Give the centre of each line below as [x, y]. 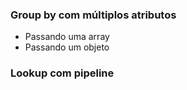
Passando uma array [67, 37]
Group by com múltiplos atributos [93, 15]
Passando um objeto [67, 47]
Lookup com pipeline [62, 73]
